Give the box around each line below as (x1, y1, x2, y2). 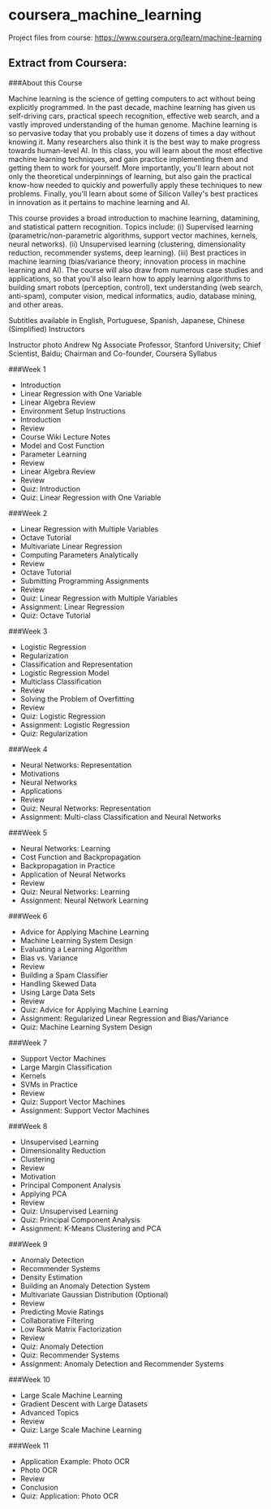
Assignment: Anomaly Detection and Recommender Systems (19, 1358, 225, 1368)
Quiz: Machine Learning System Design (19, 1021, 153, 1031)
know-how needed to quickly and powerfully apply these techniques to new (8, 180, 263, 190)
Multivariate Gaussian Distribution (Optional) (19, 1289, 169, 1299)
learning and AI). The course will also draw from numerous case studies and (8, 265, 264, 274)
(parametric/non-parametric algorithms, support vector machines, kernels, (8, 230, 258, 240)
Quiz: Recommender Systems (19, 1349, 120, 1360)
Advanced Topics (19, 1407, 80, 1417)
